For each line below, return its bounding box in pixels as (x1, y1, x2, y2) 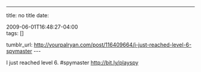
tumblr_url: (6, 41, 33, 48)
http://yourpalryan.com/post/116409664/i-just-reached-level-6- (33, 41, 192, 48)
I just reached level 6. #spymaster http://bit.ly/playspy (6, 59, 139, 66)
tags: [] (6, 30, 24, 36)
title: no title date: (6, 12, 49, 18)
